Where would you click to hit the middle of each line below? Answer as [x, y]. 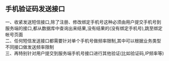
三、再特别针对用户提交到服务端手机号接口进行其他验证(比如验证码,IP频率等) [84, 53]
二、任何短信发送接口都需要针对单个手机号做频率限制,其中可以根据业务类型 [83, 40]
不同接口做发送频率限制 [30, 47]
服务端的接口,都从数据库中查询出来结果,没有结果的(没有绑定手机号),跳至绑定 [84, 28]
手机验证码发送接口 [35, 9]
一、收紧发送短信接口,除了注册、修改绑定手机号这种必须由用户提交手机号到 [83, 22]
